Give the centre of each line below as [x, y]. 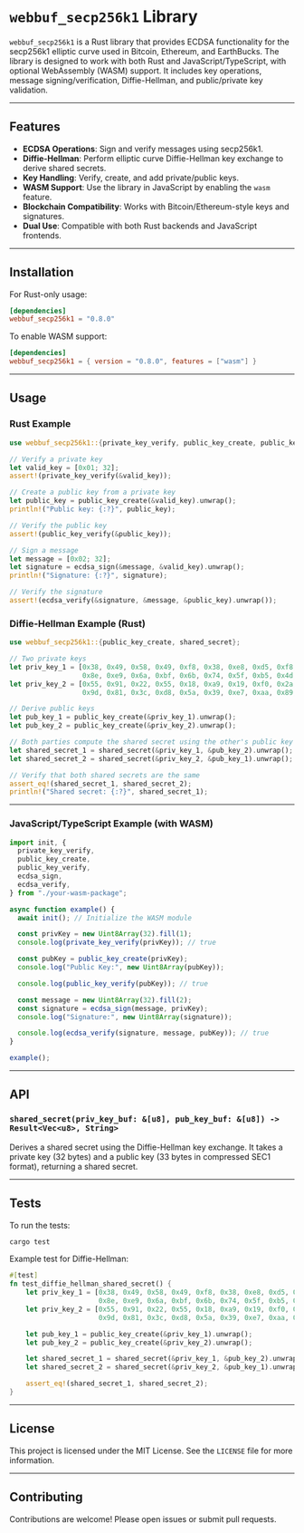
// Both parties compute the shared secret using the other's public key [152, 742]
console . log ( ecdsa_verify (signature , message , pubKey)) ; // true [143, 1033]
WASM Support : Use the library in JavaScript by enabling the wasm [146, 187]
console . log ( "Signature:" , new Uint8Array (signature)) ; [125, 1017]
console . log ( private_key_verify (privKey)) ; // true [117, 943]
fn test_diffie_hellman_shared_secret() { [90, 1284]
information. [32, 1460]
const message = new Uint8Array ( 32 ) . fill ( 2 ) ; [105, 1000]
